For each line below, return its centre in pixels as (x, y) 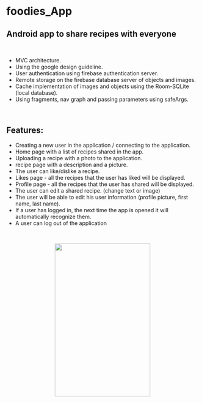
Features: (25, 131)
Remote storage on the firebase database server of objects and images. (106, 80)
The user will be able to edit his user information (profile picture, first (101, 197)
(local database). (36, 93)
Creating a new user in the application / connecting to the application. (103, 145)
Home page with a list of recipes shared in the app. (79, 152)
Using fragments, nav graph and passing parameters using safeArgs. (102, 99)
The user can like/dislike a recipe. (57, 171)
